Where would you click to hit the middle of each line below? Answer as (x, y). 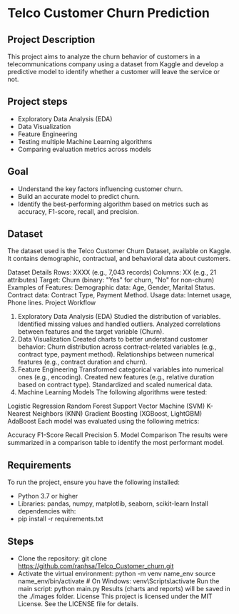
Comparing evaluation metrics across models (84, 149)
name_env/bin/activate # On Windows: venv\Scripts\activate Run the (118, 581)
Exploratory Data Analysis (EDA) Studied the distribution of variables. (119, 317)
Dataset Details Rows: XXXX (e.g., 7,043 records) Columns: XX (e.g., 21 (112, 272)
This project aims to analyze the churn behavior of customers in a (104, 56)
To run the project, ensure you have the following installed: (93, 482)
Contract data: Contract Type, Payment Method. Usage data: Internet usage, (119, 295)
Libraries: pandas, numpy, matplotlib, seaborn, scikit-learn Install (113, 503)
